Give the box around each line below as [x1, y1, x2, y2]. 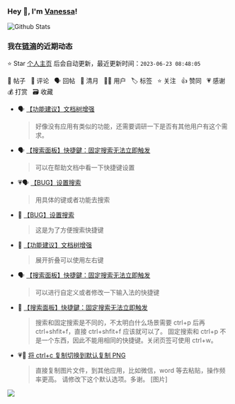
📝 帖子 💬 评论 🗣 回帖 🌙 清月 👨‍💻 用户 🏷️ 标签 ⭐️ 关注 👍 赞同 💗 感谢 [7, 76, 226, 84]
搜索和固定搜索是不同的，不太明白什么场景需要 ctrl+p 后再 [35, 318, 205, 327]
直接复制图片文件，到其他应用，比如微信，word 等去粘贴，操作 [35, 366, 219, 374]
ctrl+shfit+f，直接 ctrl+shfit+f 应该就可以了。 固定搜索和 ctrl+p [35, 327, 219, 335]
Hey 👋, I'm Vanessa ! [7, 6, 78, 16]
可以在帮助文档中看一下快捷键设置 [35, 163, 135, 172]
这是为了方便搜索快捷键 [35, 225, 104, 234]
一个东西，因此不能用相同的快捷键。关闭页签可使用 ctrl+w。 [41, 336, 217, 344]
